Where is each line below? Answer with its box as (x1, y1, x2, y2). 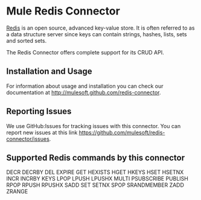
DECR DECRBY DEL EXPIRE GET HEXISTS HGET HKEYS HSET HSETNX (6, 169, 184, 176)
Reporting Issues (6, 106, 72, 117)
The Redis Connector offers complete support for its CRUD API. (6, 48, 164, 56)
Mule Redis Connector (6, 4, 121, 18)
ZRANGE (6, 188, 28, 195)
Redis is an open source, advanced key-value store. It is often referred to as (6, 24, 195, 31)
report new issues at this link (6, 129, 78, 136)
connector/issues (6, 135, 49, 143)
